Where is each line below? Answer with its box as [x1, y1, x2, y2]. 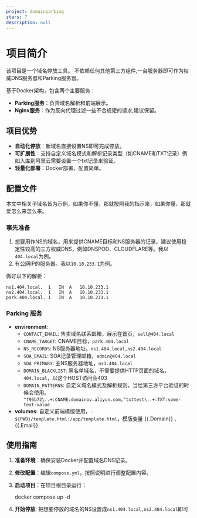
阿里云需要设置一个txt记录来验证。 [35, 157, 119, 165]
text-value [23, 402, 50, 407]
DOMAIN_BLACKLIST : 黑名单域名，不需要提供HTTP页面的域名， [23, 367, 170, 374]
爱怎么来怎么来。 [6, 207, 47, 215]
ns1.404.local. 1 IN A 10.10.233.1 [6, 285, 109, 290]
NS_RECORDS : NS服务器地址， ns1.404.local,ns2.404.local [23, 345, 162, 352]
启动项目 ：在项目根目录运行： [14, 482, 87, 489]
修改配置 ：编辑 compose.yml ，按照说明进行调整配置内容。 [14, 469, 152, 476]
